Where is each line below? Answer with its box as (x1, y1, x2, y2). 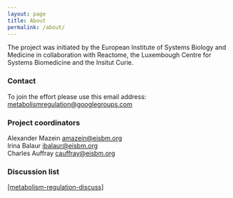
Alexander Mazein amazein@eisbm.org (7, 133, 123, 142)
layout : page (7, 10, 46, 18)
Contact (7, 76, 36, 86)
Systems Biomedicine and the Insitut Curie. (7, 58, 134, 67)
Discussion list (7, 167, 60, 177)
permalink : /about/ (7, 24, 66, 31)
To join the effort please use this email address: (7, 92, 147, 100)
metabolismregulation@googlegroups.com (7, 100, 133, 108)
